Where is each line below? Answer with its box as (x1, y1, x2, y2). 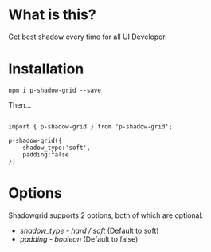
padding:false (22, 150, 69, 159)
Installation (8, 60, 84, 78)
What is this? (8, 6, 97, 24)
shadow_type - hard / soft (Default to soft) (19, 226, 159, 235)
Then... (8, 100, 32, 109)
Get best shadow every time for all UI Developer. (8, 32, 167, 41)
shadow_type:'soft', (22, 144, 91, 152)
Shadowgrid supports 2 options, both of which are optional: (8, 210, 204, 220)
